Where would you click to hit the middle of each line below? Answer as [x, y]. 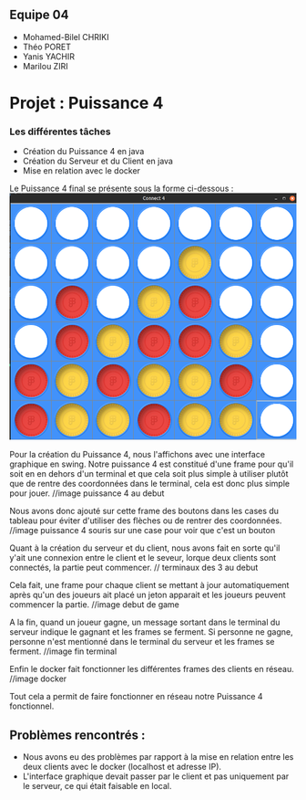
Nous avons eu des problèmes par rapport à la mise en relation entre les [158, 757]
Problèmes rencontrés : [77, 735]
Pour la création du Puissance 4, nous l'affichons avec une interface [138, 455]
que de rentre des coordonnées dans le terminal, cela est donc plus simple [149, 484]
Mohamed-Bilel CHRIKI [66, 37]
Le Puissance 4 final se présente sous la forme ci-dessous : [122, 189]
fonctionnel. [32, 706]
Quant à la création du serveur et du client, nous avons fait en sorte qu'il [145, 548]
